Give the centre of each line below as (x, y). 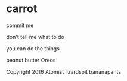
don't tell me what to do (35, 37)
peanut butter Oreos (31, 60)
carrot (22, 9)
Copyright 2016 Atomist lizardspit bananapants (63, 71)
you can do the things (33, 48)
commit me (20, 25)
